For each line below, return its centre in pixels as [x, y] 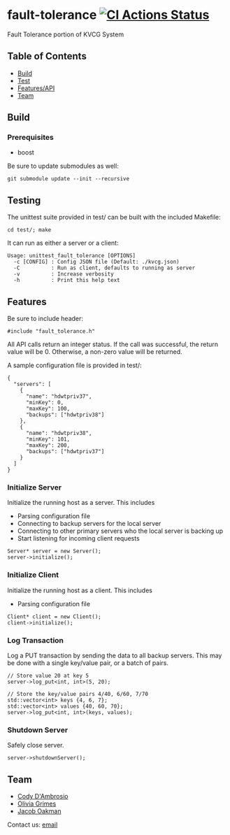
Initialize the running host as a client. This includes [80, 590]
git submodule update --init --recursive [69, 179]
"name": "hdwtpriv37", [59, 397]
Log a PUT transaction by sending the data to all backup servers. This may [115, 655]
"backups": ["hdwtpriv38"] [65, 415]
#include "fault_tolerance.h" [51, 331]
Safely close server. [36, 745]
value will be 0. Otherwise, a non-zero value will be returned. [95, 352]
